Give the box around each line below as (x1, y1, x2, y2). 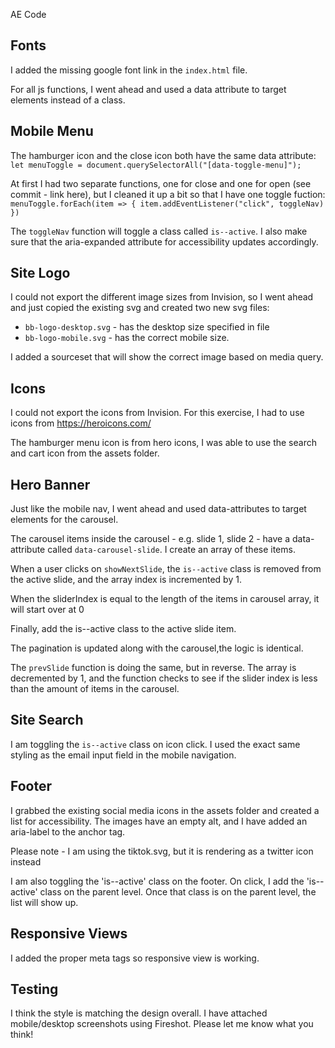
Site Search (10, 712, 84, 729)
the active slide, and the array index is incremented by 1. (10, 574, 242, 586)
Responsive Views (10, 925, 128, 943)
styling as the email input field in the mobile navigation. (10, 749, 237, 761)
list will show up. (10, 896, 79, 908)
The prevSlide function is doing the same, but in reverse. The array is (10, 662, 297, 674)
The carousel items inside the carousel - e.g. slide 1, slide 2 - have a (10, 533, 291, 545)
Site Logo (10, 265, 71, 282)
